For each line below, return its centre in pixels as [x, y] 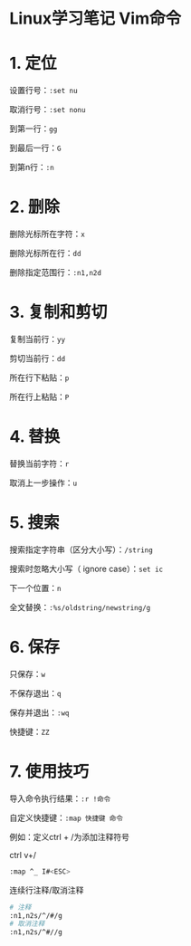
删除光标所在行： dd [45, 253]
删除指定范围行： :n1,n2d [56, 272]
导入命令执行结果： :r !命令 [60, 798]
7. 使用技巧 [49, 771]
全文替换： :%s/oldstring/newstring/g [80, 607]
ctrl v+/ [23, 855]
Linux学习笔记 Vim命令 [95, 19]
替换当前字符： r [39, 463]
